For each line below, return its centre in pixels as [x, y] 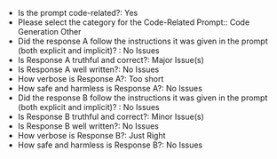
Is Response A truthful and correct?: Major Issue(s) [111, 60]
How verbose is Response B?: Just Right [91, 135]
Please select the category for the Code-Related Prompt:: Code [134, 22]
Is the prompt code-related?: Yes [78, 13]
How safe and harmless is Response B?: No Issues [110, 145]
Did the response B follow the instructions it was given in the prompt [142, 98]
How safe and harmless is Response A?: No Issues [110, 88]
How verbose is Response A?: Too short [91, 79]
